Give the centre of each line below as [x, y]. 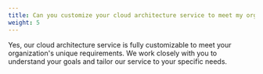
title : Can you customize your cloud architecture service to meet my [126, 15]
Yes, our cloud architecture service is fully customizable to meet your [120, 44]
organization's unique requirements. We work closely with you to [113, 53]
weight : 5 [24, 23]
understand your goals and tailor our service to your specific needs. [118, 61]
